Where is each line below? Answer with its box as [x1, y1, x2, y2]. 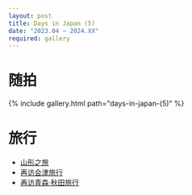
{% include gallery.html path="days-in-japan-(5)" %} [8, 98, 185, 109]
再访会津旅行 [19, 168, 63, 177]
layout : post [8, 11, 52, 20]
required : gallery [8, 34, 70, 43]
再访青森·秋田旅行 [19, 178, 79, 188]
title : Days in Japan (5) [8, 19, 95, 27]
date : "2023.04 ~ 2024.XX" [8, 27, 99, 35]
